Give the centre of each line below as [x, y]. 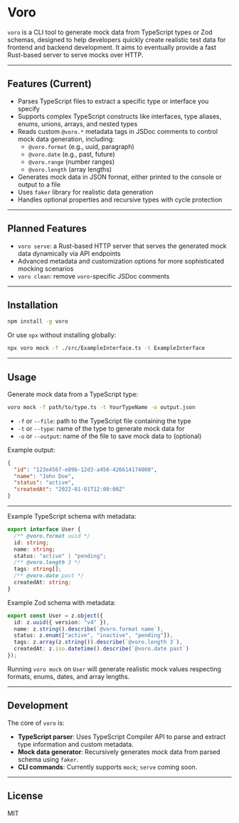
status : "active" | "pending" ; [60, 556]
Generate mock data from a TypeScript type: [73, 394]
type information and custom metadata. [75, 744]
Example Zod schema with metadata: [62, 602]
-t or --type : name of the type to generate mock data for [101, 428]
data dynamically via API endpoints [69, 253]
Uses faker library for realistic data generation [86, 192]
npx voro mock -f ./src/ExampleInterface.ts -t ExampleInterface [106, 348]
